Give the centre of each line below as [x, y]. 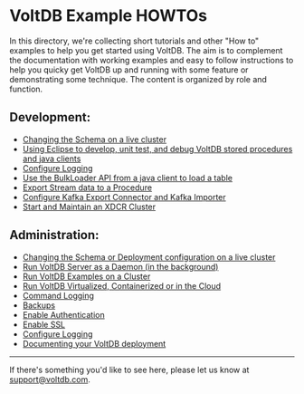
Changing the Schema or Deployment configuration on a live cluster [149, 257]
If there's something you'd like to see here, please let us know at [129, 370]
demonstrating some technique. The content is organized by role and [138, 79]
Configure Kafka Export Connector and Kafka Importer [124, 197]
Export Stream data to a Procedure [87, 187]
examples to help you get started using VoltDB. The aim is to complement [146, 50]
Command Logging [58, 295]
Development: [50, 117]
